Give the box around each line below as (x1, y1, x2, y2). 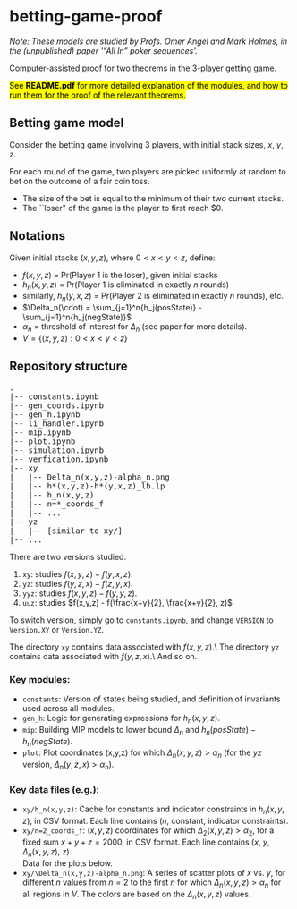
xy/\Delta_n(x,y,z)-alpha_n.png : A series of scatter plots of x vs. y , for (21, 867, 286, 878)
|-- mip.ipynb (9, 427, 72, 438)
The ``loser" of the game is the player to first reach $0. (21, 202, 224, 213)
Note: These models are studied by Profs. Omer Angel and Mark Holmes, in (9, 36, 288, 47)
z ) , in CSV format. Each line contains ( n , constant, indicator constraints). (21, 816, 289, 827)
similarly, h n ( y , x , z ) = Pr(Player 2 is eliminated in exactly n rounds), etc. (21, 291, 284, 303)
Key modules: (9, 673, 71, 685)
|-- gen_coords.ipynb (9, 400, 105, 411)
